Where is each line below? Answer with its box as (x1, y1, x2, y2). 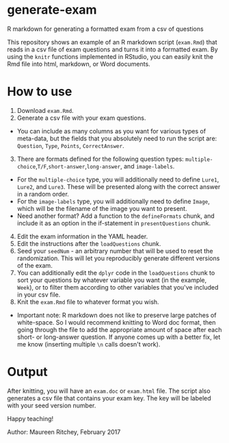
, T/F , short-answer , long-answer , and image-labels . (35, 162, 175, 170)
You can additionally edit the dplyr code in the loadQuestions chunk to (16, 268, 215, 277)
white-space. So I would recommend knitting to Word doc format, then (16, 318, 216, 327)
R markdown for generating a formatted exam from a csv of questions (7, 25, 204, 33)
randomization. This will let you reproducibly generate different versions (16, 254, 220, 262)
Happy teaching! (7, 414, 54, 422)
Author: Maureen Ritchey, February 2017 (7, 427, 121, 436)
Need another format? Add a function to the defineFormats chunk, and (16, 212, 215, 220)
